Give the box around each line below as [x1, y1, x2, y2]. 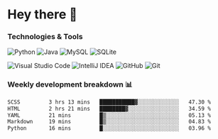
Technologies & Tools [7, 32, 83, 42]
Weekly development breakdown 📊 [7, 79, 133, 89]
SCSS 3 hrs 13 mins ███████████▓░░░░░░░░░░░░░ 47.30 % [7, 99, 212, 106]
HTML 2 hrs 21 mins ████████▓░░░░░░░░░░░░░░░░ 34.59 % [7, 105, 212, 112]
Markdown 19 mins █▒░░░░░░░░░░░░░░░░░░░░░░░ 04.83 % [7, 118, 212, 126]
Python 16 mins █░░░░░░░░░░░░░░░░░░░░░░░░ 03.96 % [7, 125, 212, 132]
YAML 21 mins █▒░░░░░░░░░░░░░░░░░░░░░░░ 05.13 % [7, 111, 212, 119]
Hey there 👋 [7, 6, 78, 23]
